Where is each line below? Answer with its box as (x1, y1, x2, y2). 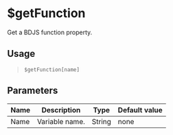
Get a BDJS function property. (7, 28, 93, 36)
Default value (117, 105, 163, 114)
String (91, 116, 112, 126)
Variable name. (36, 116, 86, 126)
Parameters (7, 85, 58, 97)
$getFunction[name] (23, 66, 80, 73)
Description (41, 105, 81, 114)
